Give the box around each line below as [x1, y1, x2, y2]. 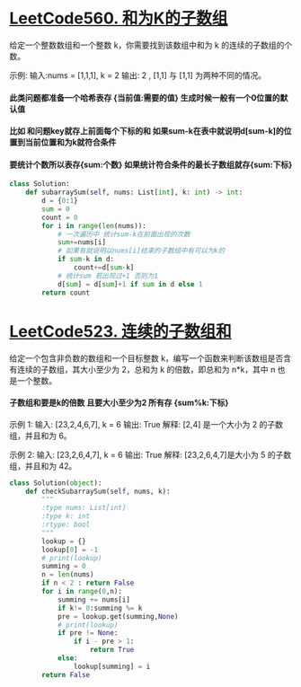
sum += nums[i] [57, 238, 106, 247]
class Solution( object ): [9, 478, 102, 488]
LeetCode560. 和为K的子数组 [9, 8, 228, 29]
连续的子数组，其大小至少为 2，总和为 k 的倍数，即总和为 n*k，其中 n [16, 364, 276, 374]
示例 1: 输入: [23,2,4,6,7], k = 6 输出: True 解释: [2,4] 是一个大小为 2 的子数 [9, 418, 283, 429]
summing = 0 [41, 562, 87, 571]
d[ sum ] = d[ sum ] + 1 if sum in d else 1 [57, 279, 203, 288]
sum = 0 [41, 204, 70, 214]
